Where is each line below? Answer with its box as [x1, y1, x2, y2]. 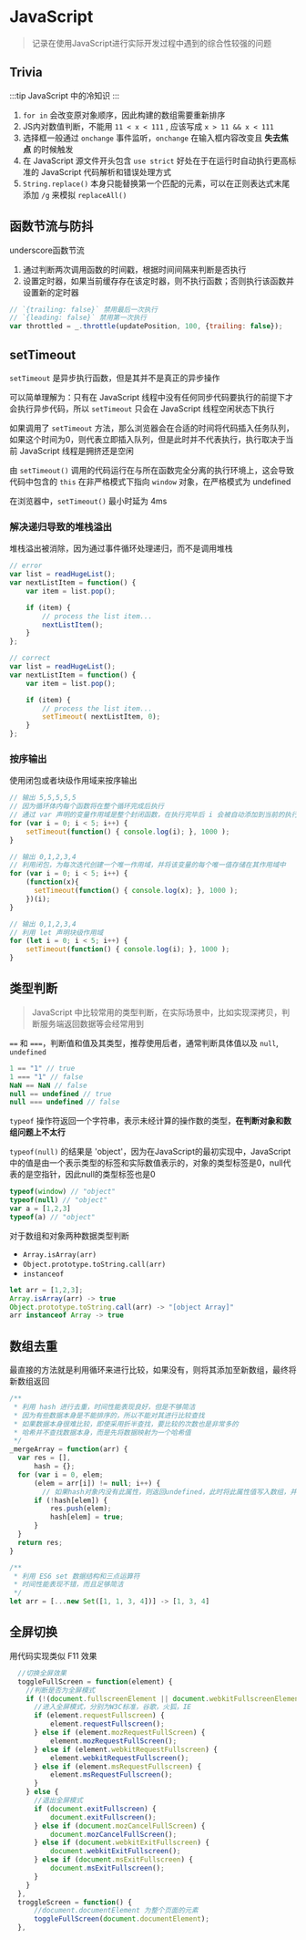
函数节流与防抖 [9, 219, 94, 234]
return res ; [17, 1538, 64, 1547]
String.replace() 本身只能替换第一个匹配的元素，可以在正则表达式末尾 [22, 178, 291, 189]
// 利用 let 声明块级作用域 [9, 928, 104, 937]
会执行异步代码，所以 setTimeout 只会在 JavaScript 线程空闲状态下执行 [9, 403, 275, 414]
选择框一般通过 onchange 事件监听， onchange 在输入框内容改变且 [22, 132, 263, 143]
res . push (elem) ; [49, 1504, 112, 1513]
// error [9, 561, 43, 571]
